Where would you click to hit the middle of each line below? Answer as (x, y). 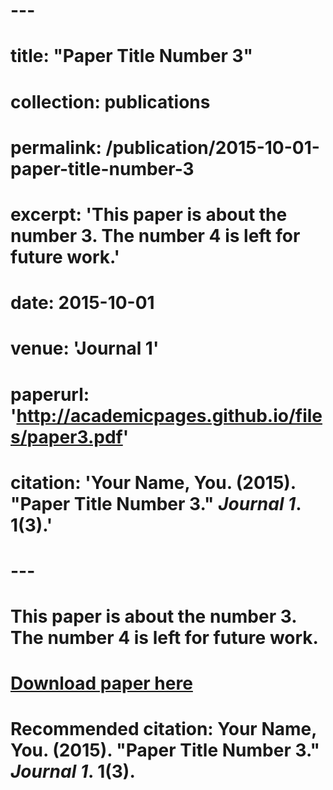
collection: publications (110, 101)
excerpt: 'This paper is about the (149, 214)
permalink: (56, 147)
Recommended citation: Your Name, (163, 729)
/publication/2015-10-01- (212, 147)
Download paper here (101, 683)
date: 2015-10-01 (82, 303)
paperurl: (50, 394)
